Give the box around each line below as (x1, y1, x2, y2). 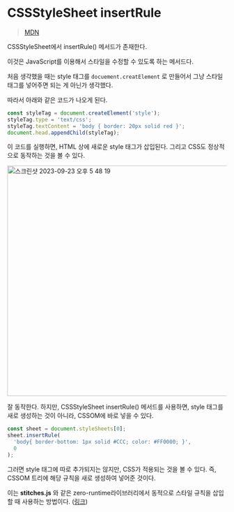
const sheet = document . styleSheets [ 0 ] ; (7, 425, 127, 432)
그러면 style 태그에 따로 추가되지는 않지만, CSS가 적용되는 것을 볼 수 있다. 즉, (7, 465, 217, 473)
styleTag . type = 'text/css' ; (7, 116, 92, 123)
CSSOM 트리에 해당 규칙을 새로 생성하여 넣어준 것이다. (7, 474, 156, 482)
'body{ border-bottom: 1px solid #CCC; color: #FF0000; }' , (13, 439, 192, 446)
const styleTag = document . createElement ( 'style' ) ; (7, 110, 160, 117)
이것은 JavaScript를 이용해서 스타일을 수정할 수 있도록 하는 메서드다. (7, 57, 194, 66)
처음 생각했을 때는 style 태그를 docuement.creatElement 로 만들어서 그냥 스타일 (7, 72, 224, 80)
